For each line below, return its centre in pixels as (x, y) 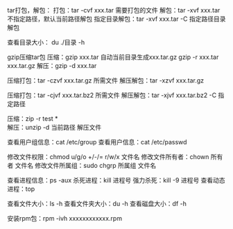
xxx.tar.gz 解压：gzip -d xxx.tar (52, 66)
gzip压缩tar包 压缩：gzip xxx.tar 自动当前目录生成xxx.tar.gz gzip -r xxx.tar (113, 57)
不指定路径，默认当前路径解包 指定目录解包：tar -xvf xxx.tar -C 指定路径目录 (116, 19)
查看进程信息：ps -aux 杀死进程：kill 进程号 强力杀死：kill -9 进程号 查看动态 (116, 180)
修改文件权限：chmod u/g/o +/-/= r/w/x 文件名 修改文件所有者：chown (108, 157)
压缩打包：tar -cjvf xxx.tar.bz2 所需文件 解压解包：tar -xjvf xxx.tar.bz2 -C (112, 95)
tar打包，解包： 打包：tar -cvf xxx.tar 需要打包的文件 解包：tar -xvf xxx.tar (114, 10)
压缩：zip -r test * (33, 119)
